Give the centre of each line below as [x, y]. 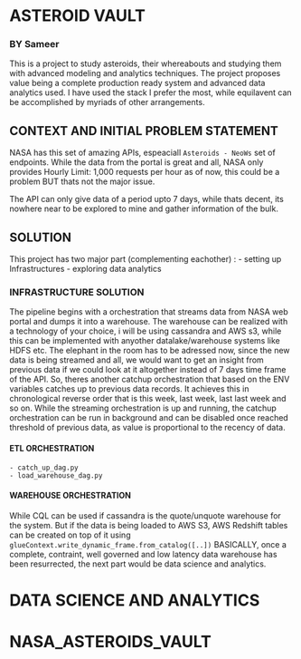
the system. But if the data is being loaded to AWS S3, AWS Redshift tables [149, 525]
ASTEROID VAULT [78, 16]
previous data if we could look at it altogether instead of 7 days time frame [148, 370]
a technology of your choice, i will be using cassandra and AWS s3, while [146, 331]
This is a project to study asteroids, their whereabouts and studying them [146, 63]
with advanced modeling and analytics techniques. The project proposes [145, 73]
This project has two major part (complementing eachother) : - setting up [146, 259]
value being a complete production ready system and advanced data [137, 83]
